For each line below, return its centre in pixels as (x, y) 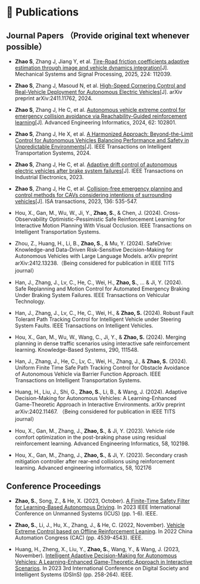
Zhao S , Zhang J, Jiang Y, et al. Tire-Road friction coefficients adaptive (102, 61)
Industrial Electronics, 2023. (49, 177)
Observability (31, 219)
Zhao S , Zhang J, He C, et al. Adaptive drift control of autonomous (96, 164)
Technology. (30, 301)
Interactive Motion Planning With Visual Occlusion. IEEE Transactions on (103, 225)
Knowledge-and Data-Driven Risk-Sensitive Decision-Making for (94, 250)
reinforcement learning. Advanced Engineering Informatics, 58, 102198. (102, 444)
